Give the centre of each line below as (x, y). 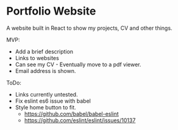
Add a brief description (44, 51)
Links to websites (37, 58)
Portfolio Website (51, 11)
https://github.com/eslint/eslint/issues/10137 (80, 120)
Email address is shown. (45, 70)
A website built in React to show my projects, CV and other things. (89, 28)
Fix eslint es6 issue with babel (53, 101)
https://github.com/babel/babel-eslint (71, 114)
